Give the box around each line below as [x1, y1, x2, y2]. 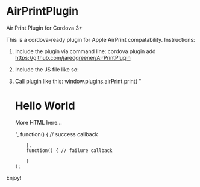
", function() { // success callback [14, 130, 98, 137]
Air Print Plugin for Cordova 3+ [6, 24, 83, 31]
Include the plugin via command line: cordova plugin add [14, 47, 156, 55]
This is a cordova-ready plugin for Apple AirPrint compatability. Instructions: [6, 36, 195, 43]
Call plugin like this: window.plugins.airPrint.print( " [14, 77, 142, 85]
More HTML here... [14, 119, 62, 126]
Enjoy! [6, 174, 22, 181]
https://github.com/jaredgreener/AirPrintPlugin [14, 54, 131, 61]
